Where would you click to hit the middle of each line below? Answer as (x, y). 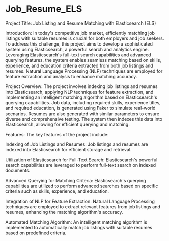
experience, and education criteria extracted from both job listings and (79, 65)
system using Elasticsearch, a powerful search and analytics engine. (77, 49)
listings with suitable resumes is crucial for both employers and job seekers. (85, 38)
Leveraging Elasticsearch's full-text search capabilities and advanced (78, 55)
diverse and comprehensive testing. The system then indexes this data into (84, 119)
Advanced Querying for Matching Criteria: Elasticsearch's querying (76, 180)
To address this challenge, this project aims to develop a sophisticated (79, 43)
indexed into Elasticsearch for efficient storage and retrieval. (68, 149)
